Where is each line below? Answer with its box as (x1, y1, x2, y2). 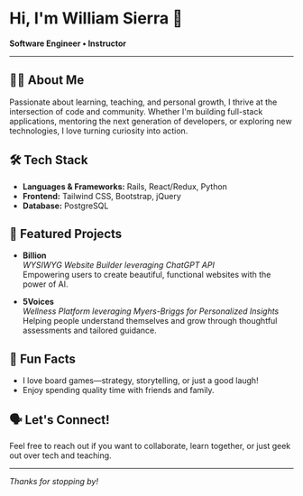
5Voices (22, 297, 54, 308)
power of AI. (22, 279, 69, 289)
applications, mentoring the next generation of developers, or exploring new (9, 115, 292, 126)
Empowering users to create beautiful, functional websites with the (22, 270, 271, 280)
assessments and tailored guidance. (22, 325, 158, 336)
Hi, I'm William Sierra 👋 (9, 8, 183, 29)
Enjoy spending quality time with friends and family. (22, 385, 215, 396)
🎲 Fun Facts (9, 351, 77, 366)
